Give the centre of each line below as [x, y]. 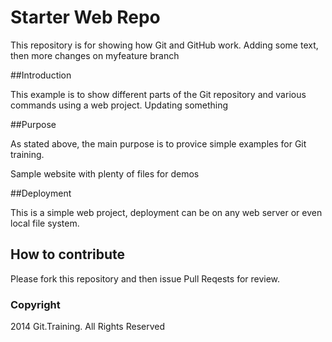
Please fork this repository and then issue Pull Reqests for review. [145, 278]
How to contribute [68, 254]
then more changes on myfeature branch [95, 55]
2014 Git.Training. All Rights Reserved [88, 327]
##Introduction [41, 75]
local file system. [45, 223]
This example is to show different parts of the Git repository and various [158, 94]
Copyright [35, 304]
